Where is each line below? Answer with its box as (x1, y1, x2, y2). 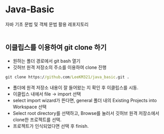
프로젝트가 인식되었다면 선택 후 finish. (12, 123, 89, 129)
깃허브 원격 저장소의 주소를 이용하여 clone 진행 (12, 64, 107, 70)
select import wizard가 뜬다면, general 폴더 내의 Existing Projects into (12, 97, 157, 103)
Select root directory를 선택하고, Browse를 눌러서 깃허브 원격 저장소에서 (12, 110, 160, 116)
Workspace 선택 (12, 104, 47, 110)
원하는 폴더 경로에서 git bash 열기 (12, 58, 80, 64)
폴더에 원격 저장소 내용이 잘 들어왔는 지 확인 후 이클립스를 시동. (12, 84, 138, 90)
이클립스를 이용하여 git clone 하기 (5, 43, 107, 52)
